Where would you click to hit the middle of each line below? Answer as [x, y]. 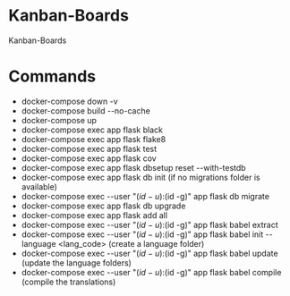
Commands [52, 76]
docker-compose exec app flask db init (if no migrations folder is [141, 177]
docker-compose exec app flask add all [94, 215]
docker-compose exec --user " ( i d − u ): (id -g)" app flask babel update [149, 253]
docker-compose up [59, 120]
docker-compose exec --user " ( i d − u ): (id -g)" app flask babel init [142, 234]
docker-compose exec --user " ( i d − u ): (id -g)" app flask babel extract [149, 224]
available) [39, 186]
